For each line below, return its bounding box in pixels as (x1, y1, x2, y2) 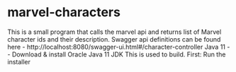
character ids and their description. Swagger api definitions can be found (7, 35, 221, 43)
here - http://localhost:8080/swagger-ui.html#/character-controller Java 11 (7, 42, 225, 51)
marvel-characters (7, 4, 120, 20)
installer (7, 57, 30, 66)
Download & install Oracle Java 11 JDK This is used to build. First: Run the (11, 50, 226, 59)
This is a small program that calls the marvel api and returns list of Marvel (7, 28, 222, 36)
